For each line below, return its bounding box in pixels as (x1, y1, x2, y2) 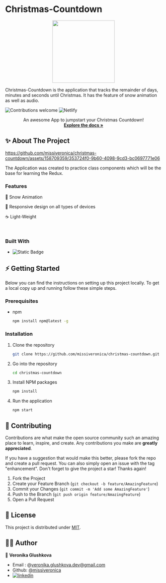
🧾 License (5, 511, 36, 520)
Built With (5, 237, 30, 244)
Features (5, 182, 27, 189)
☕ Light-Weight (5, 214, 37, 220)
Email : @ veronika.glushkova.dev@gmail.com (12, 562, 106, 568)
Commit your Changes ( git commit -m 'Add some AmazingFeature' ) (12, 486, 150, 492)
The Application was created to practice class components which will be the (5, 165, 162, 171)
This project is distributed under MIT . (5, 524, 81, 530)
